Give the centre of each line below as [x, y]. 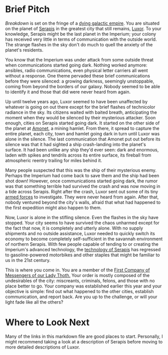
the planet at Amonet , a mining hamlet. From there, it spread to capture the [82, 128]
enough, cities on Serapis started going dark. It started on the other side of [82, 123]
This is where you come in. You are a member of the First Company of [78, 270]
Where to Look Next [47, 323]
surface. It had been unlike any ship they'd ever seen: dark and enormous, [82, 150]
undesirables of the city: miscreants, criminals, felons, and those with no [80, 280]
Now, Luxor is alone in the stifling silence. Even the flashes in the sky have [82, 217]
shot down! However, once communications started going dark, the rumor [81, 181]
